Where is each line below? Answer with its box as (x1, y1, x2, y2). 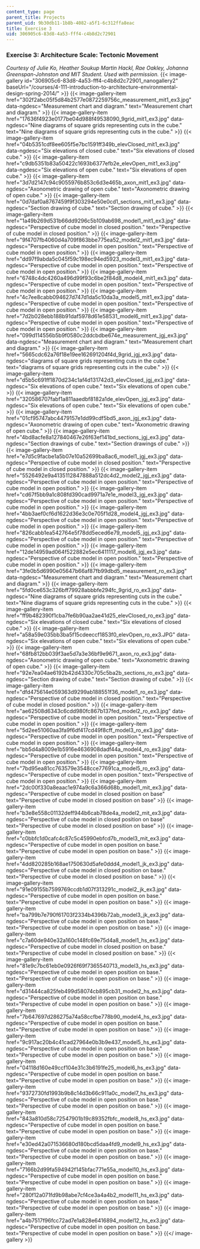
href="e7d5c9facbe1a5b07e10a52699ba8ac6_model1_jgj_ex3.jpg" (6, 453, 169, 460)
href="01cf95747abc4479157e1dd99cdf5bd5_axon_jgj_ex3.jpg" (6, 415, 162, 422)
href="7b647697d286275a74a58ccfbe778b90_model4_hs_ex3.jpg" (6, 1013, 173, 1021)
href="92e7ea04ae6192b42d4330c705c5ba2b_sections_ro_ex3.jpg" (6, 669, 176, 677)
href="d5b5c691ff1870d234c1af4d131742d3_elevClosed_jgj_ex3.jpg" (6, 376, 175, 384)
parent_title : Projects (6, 14, 66, 20)
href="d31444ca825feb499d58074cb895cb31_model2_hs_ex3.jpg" (6, 988, 173, 995)
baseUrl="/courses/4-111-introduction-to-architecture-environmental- (6, 83, 178, 90)
